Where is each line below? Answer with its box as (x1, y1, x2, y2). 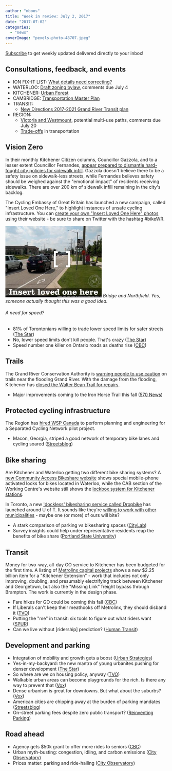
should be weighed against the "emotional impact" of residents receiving (5, 178, 160, 185)
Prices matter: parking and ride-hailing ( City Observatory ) (12, 760, 135, 766)
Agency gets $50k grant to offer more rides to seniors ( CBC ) (12, 743, 141, 749)
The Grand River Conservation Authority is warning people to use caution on (5, 370, 167, 376)
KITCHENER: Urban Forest (12, 89, 69, 96)
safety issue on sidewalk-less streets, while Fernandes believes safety (5, 173, 154, 179)
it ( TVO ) (12, 610, 30, 616)
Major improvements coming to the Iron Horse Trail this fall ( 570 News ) (12, 391, 163, 398)
